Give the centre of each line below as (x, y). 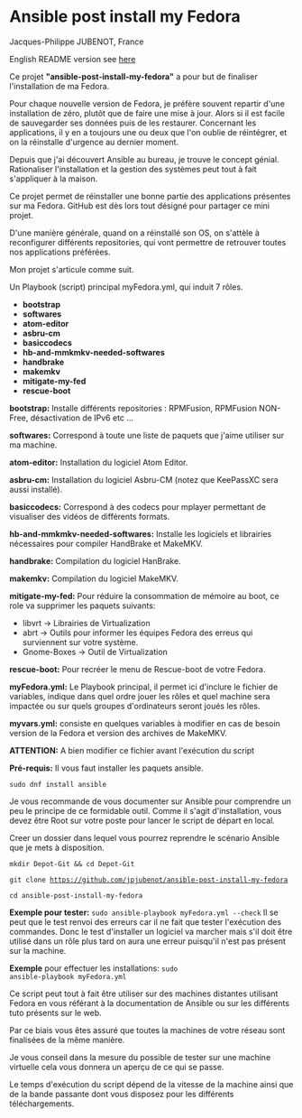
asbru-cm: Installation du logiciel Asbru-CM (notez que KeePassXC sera (144, 479)
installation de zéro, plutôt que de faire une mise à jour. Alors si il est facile (147, 113)
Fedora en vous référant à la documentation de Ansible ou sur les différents (150, 1003)
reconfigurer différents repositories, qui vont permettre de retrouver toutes (148, 242)
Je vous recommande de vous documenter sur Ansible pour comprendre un (150, 801)
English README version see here (73, 59)
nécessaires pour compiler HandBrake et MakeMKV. (106, 543)
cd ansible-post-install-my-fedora (76, 895)
